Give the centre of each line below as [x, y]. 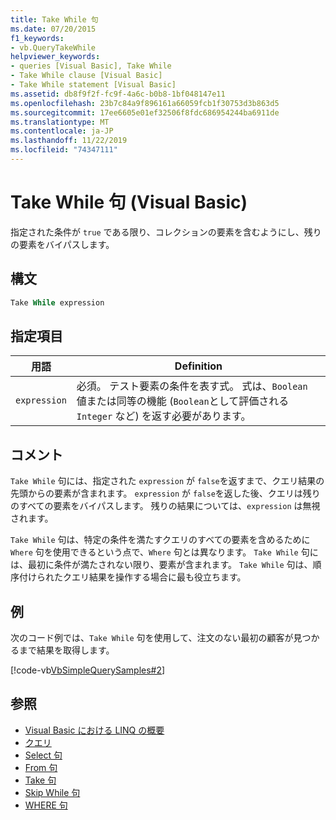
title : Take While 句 [54, 19]
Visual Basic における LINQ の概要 [94, 730]
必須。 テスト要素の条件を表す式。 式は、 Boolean [192, 386]
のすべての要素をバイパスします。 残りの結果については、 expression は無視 [165, 506]
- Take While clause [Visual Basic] [86, 76]
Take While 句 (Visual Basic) [129, 202]
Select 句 [43, 755]
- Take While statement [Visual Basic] [93, 85]
